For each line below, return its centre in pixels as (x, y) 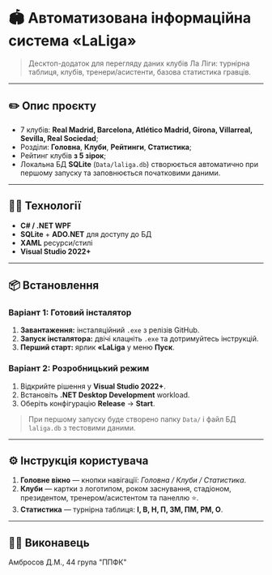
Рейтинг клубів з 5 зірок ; (63, 155)
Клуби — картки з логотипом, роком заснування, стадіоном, (126, 489)
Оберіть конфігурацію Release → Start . (87, 403)
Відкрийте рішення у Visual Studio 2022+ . (93, 386)
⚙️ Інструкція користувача (79, 460)
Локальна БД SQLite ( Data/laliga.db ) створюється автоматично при (139, 164)
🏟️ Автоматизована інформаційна (130, 18)
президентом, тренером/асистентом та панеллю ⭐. (109, 498)
